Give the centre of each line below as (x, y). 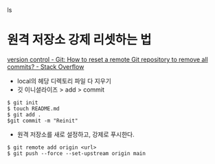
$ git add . (24, 114)
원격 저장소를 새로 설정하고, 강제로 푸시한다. (76, 134)
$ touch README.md (33, 109)
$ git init (23, 103)
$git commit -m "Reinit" (43, 121)
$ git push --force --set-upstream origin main (77, 153)
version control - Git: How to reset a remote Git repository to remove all (107, 59)
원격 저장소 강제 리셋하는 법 (79, 40)
